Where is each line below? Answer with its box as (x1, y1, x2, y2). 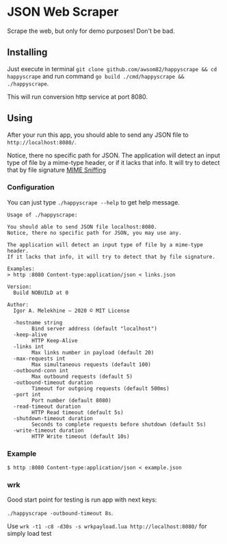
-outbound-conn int (13, 367, 69, 374)
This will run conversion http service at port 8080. (7, 92, 148, 101)
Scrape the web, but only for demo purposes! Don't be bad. (7, 27, 176, 35)
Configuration (7, 183, 55, 192)
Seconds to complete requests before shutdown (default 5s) (31, 421, 206, 428)
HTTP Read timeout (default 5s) (31, 409, 124, 416)
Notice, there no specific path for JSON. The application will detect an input (7, 151, 221, 159)
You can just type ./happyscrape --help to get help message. (7, 198, 180, 206)
